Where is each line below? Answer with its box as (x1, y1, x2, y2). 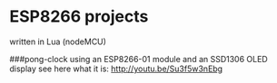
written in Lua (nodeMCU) (9, 36, 107, 47)
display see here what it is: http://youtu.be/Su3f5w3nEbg (9, 63, 223, 74)
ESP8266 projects (9, 6, 149, 27)
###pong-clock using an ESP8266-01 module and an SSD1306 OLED (9, 53, 268, 64)
